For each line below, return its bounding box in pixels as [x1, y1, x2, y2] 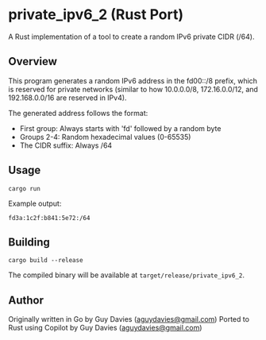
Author [8, 293, 44, 307]
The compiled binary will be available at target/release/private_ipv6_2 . [8, 270, 245, 280]
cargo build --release [8, 257, 83, 265]
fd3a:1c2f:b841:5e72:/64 [8, 214, 91, 222]
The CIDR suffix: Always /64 [19, 141, 113, 150]
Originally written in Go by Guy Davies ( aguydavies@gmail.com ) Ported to [8, 315, 250, 324]
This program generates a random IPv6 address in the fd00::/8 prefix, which [8, 75, 258, 85]
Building [8, 235, 50, 249]
